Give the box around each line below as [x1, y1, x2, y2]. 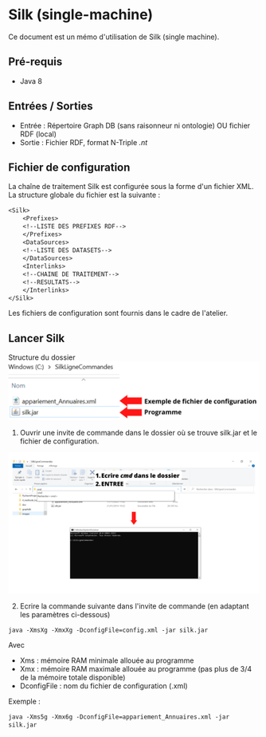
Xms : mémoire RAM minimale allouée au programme [19, 656, 194, 665]
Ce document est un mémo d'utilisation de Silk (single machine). [8, 32, 220, 41]
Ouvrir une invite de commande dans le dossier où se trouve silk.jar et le [19, 428, 257, 437]
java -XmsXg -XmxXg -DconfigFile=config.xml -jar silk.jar [8, 626, 209, 635]
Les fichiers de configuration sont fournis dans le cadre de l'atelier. [8, 309, 229, 318]
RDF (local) [19, 129, 57, 139]
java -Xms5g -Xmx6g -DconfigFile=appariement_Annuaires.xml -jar [8, 713, 229, 721]
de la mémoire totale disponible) [19, 672, 126, 683]
